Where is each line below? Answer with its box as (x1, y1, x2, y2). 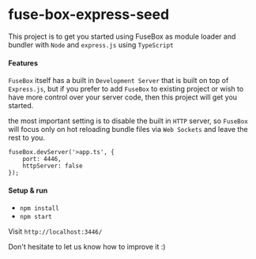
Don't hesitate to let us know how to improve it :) (8, 242, 166, 252)
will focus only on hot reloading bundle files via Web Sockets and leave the (8, 125, 248, 134)
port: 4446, (22, 156, 62, 163)
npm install (19, 205, 59, 212)
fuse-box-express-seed (8, 6, 170, 24)
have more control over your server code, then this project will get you (8, 92, 238, 102)
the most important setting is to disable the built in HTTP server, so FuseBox (8, 116, 249, 126)
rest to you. (8, 133, 46, 143)
